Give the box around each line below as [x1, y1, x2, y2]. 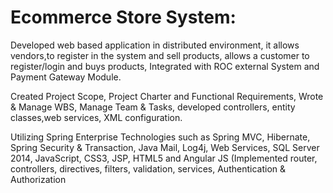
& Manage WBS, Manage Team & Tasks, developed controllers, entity [10, 101, 296, 113]
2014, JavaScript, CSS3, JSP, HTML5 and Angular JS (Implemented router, [10, 152, 318, 164]
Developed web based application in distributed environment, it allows [10, 39, 300, 51]
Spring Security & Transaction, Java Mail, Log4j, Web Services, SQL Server [10, 141, 320, 153]
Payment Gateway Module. [10, 71, 122, 83]
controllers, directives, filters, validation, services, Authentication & [10, 162, 286, 175]
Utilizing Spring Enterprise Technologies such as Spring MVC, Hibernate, [10, 131, 311, 143]
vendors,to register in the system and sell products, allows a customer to [10, 49, 310, 61]
